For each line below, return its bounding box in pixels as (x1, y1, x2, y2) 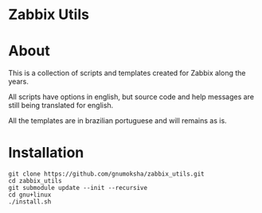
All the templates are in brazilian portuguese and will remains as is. (8, 116, 227, 126)
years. (8, 77, 29, 87)
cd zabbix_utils (8, 177, 62, 185)
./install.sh (8, 198, 52, 206)
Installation (8, 144, 84, 162)
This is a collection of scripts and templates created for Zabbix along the (8, 68, 246, 78)
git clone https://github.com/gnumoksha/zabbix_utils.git (8, 170, 205, 178)
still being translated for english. (8, 101, 114, 110)
